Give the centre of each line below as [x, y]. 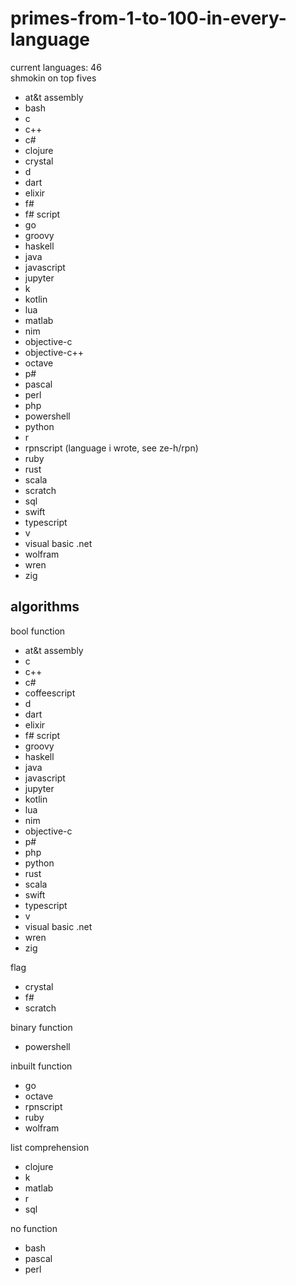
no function [34, 1228]
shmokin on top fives [53, 78]
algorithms [45, 607]
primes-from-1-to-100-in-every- [148, 18]
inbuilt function [41, 1066]
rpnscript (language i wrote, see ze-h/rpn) [111, 448]
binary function [41, 1027]
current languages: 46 [56, 67]
